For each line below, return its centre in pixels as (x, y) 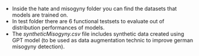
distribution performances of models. (58, 27)
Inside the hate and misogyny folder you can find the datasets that (94, 9)
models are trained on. (40, 15)
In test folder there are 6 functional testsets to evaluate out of (88, 21)
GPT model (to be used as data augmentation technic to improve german (103, 40)
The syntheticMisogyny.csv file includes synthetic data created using (98, 34)
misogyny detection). (38, 46)
